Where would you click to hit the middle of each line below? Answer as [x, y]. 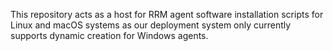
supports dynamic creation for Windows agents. [109, 35]
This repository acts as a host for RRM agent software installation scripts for [167, 14]
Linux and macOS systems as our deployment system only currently [151, 25]
